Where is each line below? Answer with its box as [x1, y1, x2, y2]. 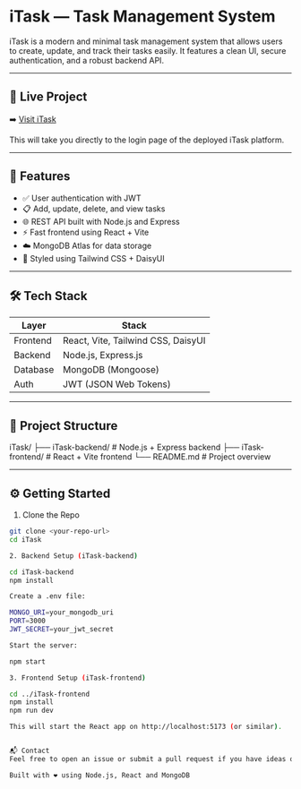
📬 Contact [9, 746, 50, 755]
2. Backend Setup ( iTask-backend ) [9, 551, 139, 561]
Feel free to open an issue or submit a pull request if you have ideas [9, 754, 287, 763]
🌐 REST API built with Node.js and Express [21, 216, 181, 227]
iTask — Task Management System [9, 6, 276, 27]
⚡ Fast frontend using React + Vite [21, 227, 150, 237]
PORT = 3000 [9, 616, 47, 626]
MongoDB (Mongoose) [62, 364, 159, 376]
